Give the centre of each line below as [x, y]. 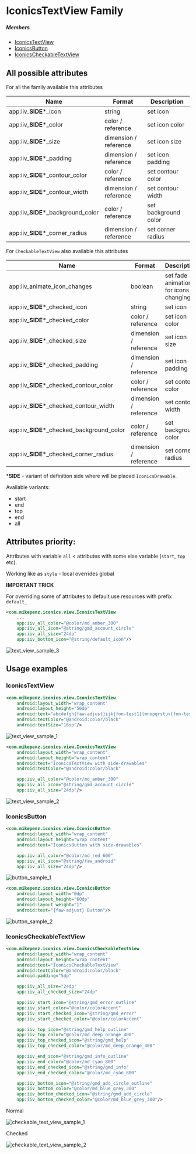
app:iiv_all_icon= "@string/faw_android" [66, 861]
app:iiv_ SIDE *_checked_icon [48, 307]
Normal [15, 1111]
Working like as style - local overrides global [60, 573]
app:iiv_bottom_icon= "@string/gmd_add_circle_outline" [85, 1083]
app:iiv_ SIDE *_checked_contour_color [61, 385]
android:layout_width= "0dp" [50, 894]
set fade [176, 275]
